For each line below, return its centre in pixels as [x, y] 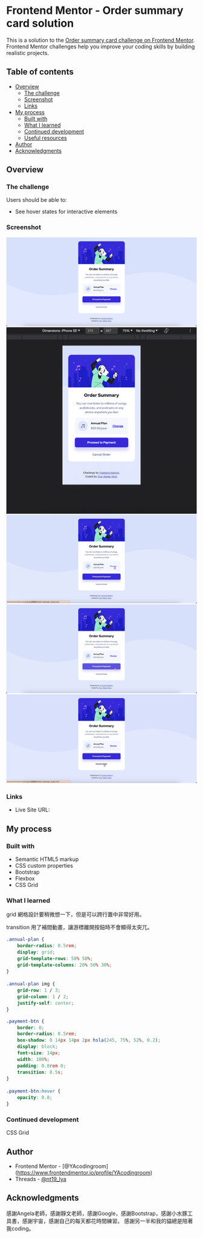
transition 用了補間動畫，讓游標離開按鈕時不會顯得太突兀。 [79, 927]
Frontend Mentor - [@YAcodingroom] [62, 1166]
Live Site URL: [32, 810]
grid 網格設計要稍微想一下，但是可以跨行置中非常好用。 [76, 914]
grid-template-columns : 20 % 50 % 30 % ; [65, 965]
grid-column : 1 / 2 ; [43, 997]
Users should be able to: [37, 200]
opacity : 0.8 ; [35, 1098]
